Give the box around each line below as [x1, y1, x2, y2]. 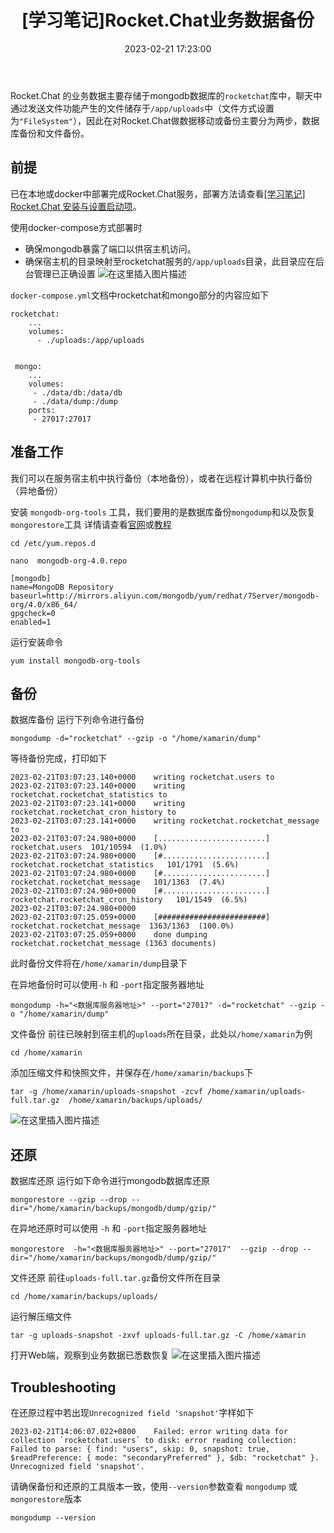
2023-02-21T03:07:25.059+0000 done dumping [10, 930, 208, 940]
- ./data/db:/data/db [32, 387, 123, 398]
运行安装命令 [10, 636, 63, 648]
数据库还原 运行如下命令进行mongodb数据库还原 [10, 1175, 210, 1187]
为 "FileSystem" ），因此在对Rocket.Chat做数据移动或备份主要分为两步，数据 [10, 114, 320, 126]
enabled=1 [10, 617, 52, 627]
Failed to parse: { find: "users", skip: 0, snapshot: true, [10, 1444, 271, 1454]
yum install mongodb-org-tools [10, 656, 141, 666]
